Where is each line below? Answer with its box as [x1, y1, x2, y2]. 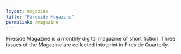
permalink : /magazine [6, 19, 59, 25]
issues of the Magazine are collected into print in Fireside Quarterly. [6, 41, 169, 48]
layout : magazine [6, 8, 48, 15]
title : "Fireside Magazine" [6, 14, 75, 20]
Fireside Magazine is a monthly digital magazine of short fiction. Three [6, 35, 176, 42]
